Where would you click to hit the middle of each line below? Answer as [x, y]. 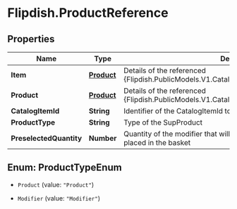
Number [103, 138]
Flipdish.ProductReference [88, 13]
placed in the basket [157, 142]
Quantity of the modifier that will [177, 134]
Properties [31, 39]
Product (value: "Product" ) [55, 184]
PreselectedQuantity [47, 138]
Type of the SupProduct [163, 122]
